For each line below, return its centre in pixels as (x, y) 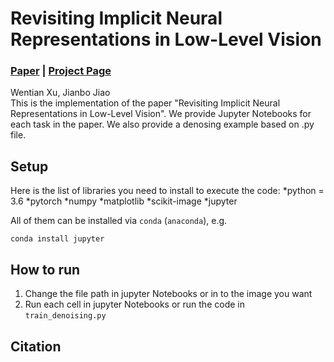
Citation (36, 346)
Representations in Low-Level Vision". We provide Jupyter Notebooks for (161, 114)
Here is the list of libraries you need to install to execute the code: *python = (167, 191)
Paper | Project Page (61, 71)
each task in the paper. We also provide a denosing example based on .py (162, 124)
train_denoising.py (65, 316)
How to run (45, 269)
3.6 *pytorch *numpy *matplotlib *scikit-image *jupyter (124, 201)
